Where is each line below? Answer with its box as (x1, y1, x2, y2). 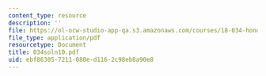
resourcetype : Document (8, 41, 87, 49)
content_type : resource (8, 11, 87, 20)
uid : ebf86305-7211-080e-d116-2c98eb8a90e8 (8, 56, 154, 64)
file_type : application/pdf (8, 33, 101, 42)
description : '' (8, 19, 62, 27)
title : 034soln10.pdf (8, 48, 80, 56)
